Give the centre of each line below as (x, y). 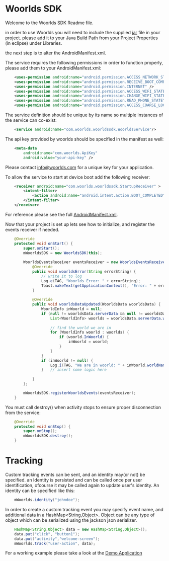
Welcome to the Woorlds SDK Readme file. (50, 23)
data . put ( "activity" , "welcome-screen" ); (57, 539)
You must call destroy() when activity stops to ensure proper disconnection (83, 407)
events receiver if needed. (32, 229)
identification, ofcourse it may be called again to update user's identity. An (82, 485)
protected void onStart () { (44, 244)
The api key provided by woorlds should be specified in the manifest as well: (84, 139)
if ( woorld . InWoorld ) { (84, 337)
